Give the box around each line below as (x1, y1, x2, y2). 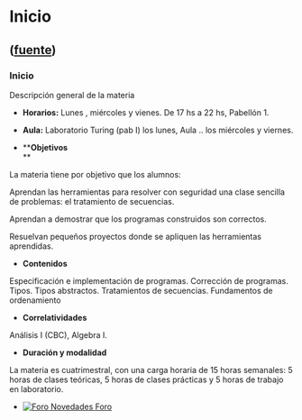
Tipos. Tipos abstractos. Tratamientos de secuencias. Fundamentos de (9, 285, 273, 296)
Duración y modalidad (22, 347, 107, 358)
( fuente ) (9, 42, 57, 58)
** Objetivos (22, 142, 69, 152)
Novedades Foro (50, 401, 113, 412)
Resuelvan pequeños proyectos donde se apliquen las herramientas (9, 231, 261, 242)
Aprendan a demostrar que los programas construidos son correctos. (9, 214, 268, 224)
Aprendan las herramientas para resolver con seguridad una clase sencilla (9, 187, 286, 197)
